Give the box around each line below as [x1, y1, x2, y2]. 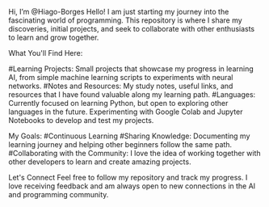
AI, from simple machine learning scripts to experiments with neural [8, 73, 233, 82]
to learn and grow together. [8, 32, 99, 42]
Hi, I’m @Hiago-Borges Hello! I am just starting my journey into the [8, 7, 229, 16]
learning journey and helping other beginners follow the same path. [8, 140, 233, 149]
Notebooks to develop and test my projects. [8, 116, 154, 125]
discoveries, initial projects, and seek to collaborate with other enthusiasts [8, 24, 255, 33]
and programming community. [8, 190, 109, 199]
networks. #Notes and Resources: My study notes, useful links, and [8, 81, 233, 91]
